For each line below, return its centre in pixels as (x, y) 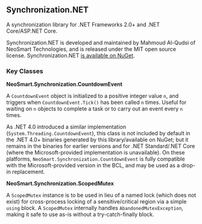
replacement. (28, 172)
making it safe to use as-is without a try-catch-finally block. (80, 214)
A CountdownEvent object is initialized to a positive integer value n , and (93, 96)
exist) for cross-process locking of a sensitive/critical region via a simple (96, 202)
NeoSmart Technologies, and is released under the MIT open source (91, 49)
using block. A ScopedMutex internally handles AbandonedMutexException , (95, 208)
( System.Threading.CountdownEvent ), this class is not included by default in (98, 133)
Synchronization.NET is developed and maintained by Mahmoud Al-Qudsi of (101, 42)
